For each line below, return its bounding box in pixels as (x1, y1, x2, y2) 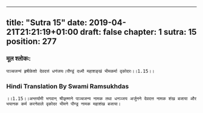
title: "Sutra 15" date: (6, 17, 88, 28)
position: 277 (6, 37, 57, 47)
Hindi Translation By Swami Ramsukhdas (6, 82, 129, 90)
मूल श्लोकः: (6, 55, 31, 63)
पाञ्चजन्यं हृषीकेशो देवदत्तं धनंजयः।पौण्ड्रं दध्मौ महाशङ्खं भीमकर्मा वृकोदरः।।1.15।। (6, 68, 155, 74)
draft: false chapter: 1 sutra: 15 (80, 27, 197, 37)
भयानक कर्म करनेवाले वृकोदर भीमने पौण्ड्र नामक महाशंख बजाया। (6, 100, 121, 107)
